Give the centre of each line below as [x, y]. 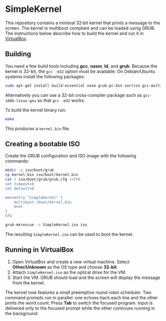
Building [18, 54]
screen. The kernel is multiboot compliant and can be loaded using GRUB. [80, 28]
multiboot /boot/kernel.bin [43, 202]
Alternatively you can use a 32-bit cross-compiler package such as [74, 95]
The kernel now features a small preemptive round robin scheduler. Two [78, 292]
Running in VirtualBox [40, 250]
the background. [22, 313]
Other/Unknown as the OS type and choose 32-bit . [65, 267]
